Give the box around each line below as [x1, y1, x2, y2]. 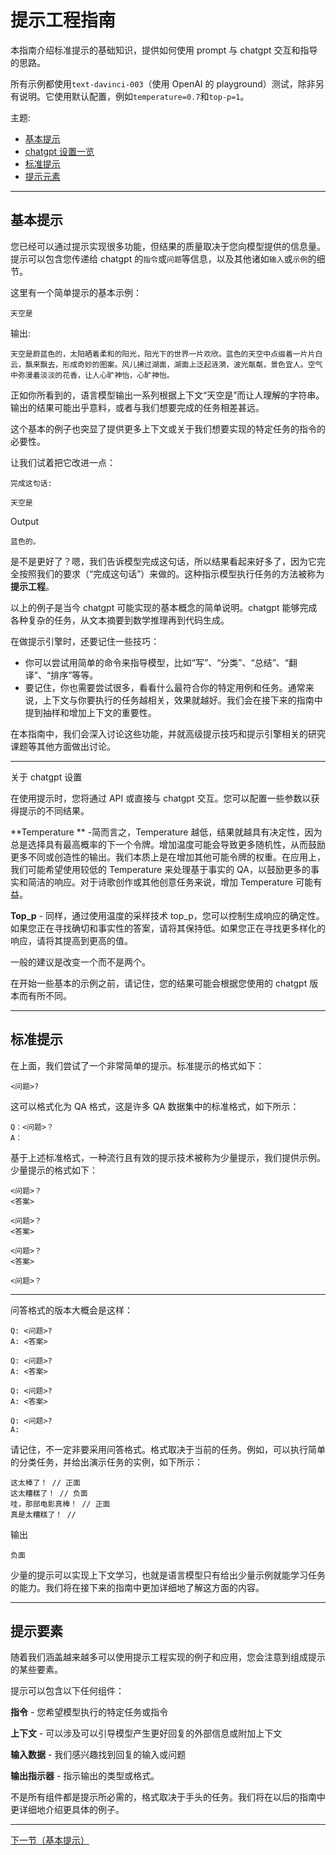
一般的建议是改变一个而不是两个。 [10, 956, 151, 968]
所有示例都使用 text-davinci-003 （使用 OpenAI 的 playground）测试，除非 [10, 77, 316, 90]
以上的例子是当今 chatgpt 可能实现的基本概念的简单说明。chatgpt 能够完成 [10, 601, 318, 613]
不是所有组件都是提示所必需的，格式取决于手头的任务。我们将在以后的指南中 [10, 1791, 326, 1803]
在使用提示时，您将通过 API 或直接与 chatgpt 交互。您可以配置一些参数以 [10, 792, 312, 804]
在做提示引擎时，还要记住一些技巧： [10, 635, 160, 647]
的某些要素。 [10, 1664, 63, 1676]
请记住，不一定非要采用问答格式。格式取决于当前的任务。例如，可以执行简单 [10, 1443, 326, 1455]
